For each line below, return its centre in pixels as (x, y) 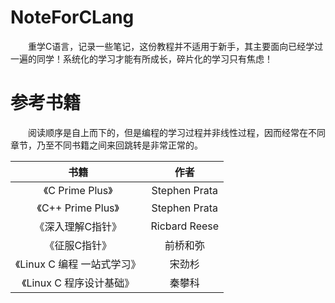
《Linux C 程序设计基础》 (78, 283)
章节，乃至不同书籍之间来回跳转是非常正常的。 (106, 145)
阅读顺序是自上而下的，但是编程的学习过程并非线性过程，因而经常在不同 (176, 132)
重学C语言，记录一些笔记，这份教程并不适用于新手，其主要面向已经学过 (175, 46)
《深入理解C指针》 (78, 226)
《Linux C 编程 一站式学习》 (78, 264)
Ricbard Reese (185, 226)
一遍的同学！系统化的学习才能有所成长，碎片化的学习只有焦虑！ (141, 58)
